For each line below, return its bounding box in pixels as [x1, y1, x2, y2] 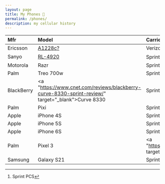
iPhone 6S [37, 128, 62, 135]
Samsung [7, 156, 29, 163]
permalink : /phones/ [5, 16, 48, 21]
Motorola [7, 62, 28, 69]
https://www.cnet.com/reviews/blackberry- [40, 84, 141, 91]
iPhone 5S [37, 120, 62, 127]
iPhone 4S [37, 112, 62, 119]
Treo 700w [37, 70, 64, 77]
